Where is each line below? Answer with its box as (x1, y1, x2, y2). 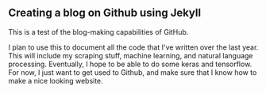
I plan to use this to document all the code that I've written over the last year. (8, 43, 259, 52)
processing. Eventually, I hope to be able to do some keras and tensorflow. (8, 59, 253, 69)
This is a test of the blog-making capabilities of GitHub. (8, 27, 189, 36)
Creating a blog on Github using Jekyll (8, 6, 201, 20)
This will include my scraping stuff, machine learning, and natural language (8, 50, 253, 60)
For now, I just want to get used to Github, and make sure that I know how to (8, 67, 257, 77)
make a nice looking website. (8, 76, 103, 85)
